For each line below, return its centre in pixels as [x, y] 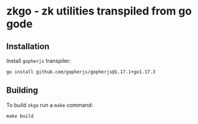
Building [22, 90]
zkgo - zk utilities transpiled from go [99, 11]
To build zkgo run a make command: [50, 105]
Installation [28, 46]
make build [20, 116]
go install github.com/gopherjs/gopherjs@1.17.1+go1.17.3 [81, 72]
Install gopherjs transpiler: [39, 61]
